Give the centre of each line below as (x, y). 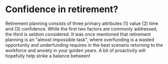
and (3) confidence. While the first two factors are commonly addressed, (81, 28)
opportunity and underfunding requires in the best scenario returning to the (84, 45)
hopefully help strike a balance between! (48, 56)
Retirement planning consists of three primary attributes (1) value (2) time (82, 23)
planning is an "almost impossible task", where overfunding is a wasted (80, 40)
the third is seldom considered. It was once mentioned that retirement (78, 34)
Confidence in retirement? (62, 9)
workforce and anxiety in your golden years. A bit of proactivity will (75, 50)
